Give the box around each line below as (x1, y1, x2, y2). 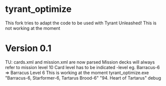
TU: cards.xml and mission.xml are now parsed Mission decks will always (5, 59, 155, 65)
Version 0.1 (5, 43, 52, 54)
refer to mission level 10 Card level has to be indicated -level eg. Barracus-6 (5, 64, 160, 70)
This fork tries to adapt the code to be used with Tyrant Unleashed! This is (5, 20, 157, 26)
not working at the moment (5, 25, 60, 31)
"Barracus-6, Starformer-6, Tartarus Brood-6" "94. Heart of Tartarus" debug (5, 75, 162, 81)
